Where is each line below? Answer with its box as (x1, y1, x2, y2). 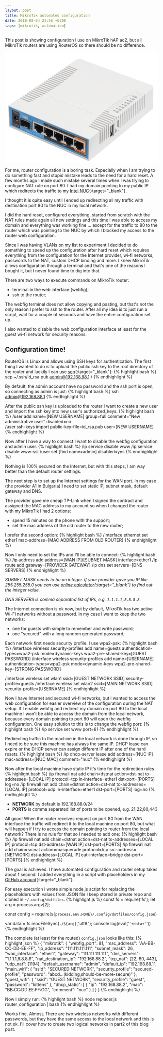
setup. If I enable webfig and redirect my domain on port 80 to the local (5, 705, 147, 711)
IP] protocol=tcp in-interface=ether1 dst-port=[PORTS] (45, 776, 155, 782)
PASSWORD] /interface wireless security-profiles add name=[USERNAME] (5, 656, 154, 662)
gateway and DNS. (5, 488, 43, 494)
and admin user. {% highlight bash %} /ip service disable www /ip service (5, 443, 153, 449)
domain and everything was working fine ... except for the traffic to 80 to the (5, 222, 158, 228)
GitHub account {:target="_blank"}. (5, 876, 74, 882)
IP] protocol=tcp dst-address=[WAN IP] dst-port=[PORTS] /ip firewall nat (5, 841, 151, 847)
